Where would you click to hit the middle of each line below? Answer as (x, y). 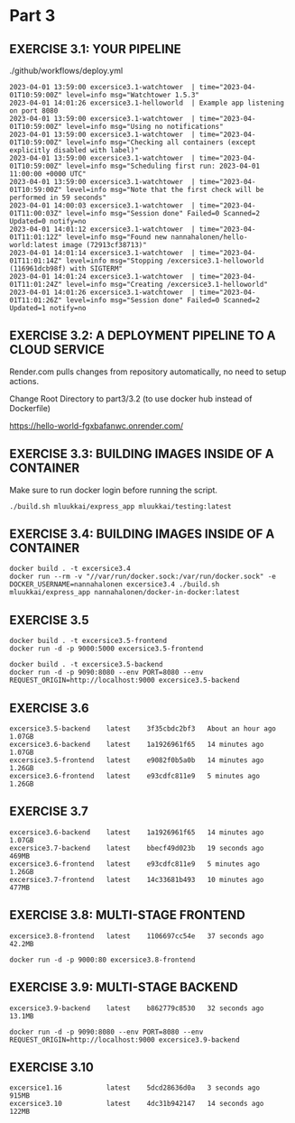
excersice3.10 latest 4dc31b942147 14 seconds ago (137, 1104)
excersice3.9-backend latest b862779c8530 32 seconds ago (137, 1008)
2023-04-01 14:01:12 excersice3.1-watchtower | (102, 229)
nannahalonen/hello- (209, 237)
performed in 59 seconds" (58, 198)
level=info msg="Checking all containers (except (161, 143)
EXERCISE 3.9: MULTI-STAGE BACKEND (124, 987)
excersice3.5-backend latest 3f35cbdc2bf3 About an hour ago (143, 729)
